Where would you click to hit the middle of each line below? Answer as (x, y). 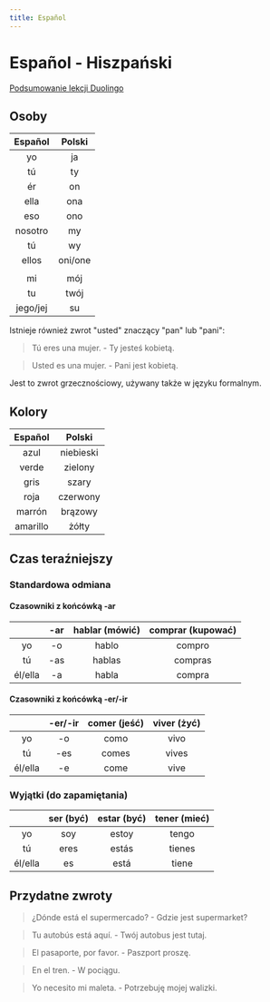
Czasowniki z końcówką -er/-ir (69, 699)
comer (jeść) (116, 722)
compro (193, 645)
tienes (182, 849)
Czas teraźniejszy (61, 559)
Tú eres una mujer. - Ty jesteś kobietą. (103, 348)
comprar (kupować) (193, 630)
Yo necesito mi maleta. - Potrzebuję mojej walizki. (124, 988)
